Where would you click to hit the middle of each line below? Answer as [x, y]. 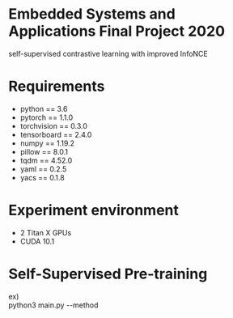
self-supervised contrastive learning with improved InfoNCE [108, 53]
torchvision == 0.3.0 [53, 125]
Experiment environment [94, 210]
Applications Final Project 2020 [116, 31]
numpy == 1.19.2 [47, 143]
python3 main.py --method [53, 305]
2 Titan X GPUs [46, 232]
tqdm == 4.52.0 [46, 160]
